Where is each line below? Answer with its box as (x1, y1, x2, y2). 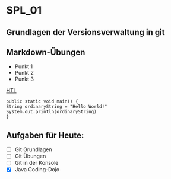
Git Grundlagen (14, 146, 52, 153)
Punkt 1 (14, 63, 33, 70)
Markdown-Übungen (6, 47, 85, 57)
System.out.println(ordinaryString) (6, 109, 97, 115)
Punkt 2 (14, 69, 34, 76)
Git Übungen (14, 152, 46, 160)
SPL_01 (6, 4, 42, 17)
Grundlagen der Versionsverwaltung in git (6, 27, 165, 37)
